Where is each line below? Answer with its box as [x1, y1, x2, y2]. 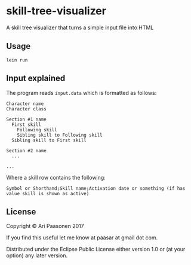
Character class [6, 106, 47, 112]
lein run [6, 57, 28, 63]
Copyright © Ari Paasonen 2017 [6, 223, 85, 230]
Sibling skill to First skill [11, 137, 87, 143]
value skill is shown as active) [6, 190, 90, 196]
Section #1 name [6, 116, 47, 122]
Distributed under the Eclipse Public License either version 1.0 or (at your [6, 246, 186, 253]
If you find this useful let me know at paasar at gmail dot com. [6, 234, 158, 241]
